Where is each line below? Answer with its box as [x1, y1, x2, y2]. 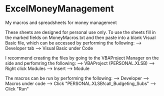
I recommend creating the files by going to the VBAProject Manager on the [5, 54, 159, 60]
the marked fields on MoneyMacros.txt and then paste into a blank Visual [5, 34, 156, 40]
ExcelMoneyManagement [5, 3, 114, 14]
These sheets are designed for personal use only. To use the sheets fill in [5, 29, 156, 35]
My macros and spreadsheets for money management [5, 19, 117, 25]
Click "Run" [5, 85, 29, 91]
